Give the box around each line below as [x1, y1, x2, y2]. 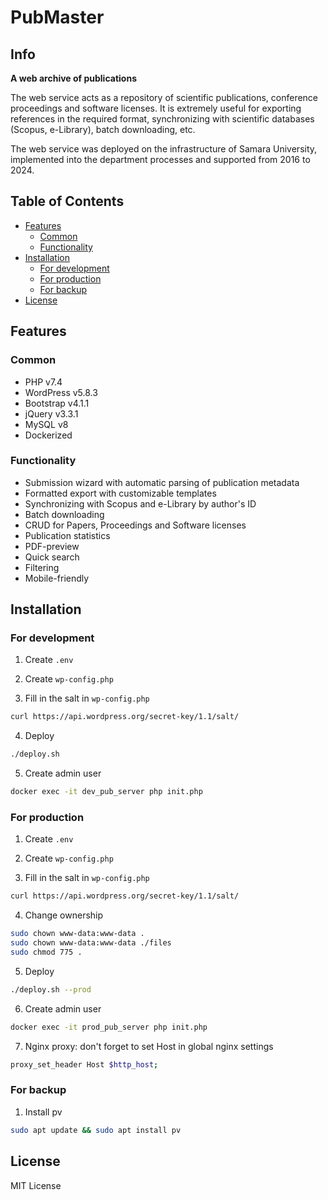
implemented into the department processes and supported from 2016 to [10, 154, 311, 165]
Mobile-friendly [24, 572, 90, 584]
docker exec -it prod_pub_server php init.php [10, 1022, 208, 1032]
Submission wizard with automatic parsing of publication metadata [24, 476, 300, 488]
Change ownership [24, 909, 104, 921]
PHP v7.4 [24, 376, 63, 388]
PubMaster [10, 6, 105, 29]
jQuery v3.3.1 [24, 407, 79, 420]
